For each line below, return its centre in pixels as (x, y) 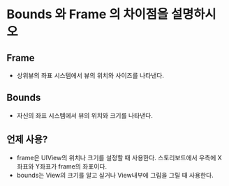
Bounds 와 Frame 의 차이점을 (88, 14)
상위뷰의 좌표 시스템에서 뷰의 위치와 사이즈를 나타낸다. (90, 75)
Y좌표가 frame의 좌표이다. (71, 166)
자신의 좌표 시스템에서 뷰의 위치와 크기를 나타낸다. (84, 115)
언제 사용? (27, 140)
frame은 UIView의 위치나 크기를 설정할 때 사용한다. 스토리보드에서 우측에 (116, 157)
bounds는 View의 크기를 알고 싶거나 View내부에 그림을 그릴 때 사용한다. (115, 175)
